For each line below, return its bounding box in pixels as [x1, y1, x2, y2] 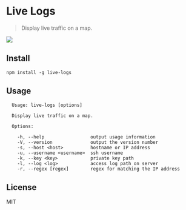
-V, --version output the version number [17, 139, 159, 145]
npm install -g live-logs [6, 69, 71, 75]
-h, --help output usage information [17, 134, 156, 140]
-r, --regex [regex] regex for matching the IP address [17, 166, 181, 172]
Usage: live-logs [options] [12, 102, 83, 108]
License [6, 182, 37, 192]
